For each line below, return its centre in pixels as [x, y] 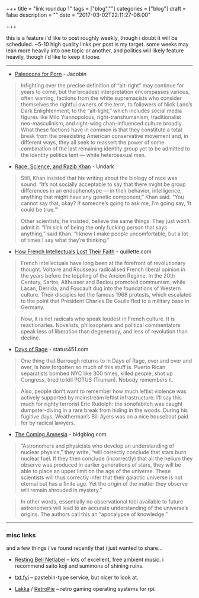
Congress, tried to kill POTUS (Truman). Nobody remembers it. [97, 380]
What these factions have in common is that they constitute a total [101, 130]
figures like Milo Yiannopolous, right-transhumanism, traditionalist [101, 117]
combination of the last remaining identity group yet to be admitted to [105, 149]
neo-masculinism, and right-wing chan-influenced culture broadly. [102, 123]
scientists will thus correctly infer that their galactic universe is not [101, 477]
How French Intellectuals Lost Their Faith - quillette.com [83, 251]
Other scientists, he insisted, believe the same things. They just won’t [105, 221]
